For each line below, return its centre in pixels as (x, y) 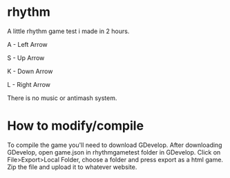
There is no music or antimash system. (62, 98)
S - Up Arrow (26, 58)
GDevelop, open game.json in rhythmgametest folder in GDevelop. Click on (114, 152)
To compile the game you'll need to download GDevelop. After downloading (115, 145)
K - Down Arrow (30, 71)
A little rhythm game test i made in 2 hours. (68, 31)
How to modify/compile (75, 126)
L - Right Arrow (29, 84)
